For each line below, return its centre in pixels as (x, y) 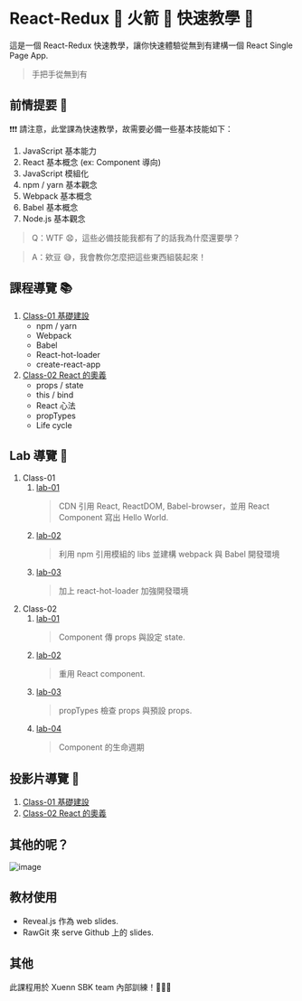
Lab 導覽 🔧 (39, 456)
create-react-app (68, 364)
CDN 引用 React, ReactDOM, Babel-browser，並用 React (164, 506)
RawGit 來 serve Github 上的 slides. (88, 932)
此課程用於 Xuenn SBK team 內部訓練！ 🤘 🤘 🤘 (90, 987)
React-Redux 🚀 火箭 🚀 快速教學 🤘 (132, 19)
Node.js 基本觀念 (54, 219)
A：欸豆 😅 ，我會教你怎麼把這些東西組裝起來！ (119, 257)
